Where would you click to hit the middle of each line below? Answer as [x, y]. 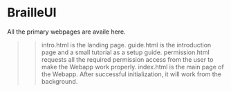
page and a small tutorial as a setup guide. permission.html [125, 52]
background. [59, 81]
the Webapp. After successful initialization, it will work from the [131, 74]
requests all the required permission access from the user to [127, 59]
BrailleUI [32, 13]
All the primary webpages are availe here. [66, 32]
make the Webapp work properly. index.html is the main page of [133, 67]
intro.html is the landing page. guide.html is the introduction [126, 45]
